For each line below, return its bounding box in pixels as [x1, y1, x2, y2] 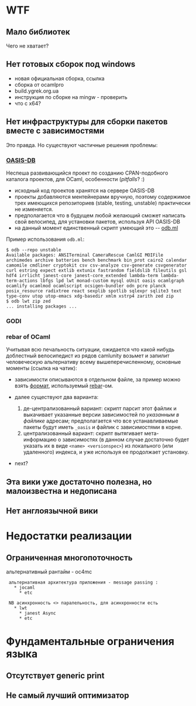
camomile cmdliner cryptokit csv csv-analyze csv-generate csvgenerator [6, 262, 187, 268]
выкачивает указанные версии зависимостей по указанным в [23, 411, 180, 418]
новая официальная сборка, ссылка [14, 74, 105, 82]
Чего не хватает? [6, 42, 49, 49]
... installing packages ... [6, 303, 77, 309]
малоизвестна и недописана [6, 486, 117, 496]
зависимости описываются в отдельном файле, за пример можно [14, 376, 181, 383]
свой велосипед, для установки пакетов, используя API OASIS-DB [14, 218, 180, 225]
